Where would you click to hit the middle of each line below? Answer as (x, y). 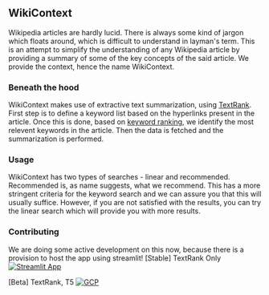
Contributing (34, 232)
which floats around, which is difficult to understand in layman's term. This (132, 41)
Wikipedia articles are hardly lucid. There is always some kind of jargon (126, 32)
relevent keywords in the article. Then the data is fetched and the (116, 131)
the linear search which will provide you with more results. (104, 211)
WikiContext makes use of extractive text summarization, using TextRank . (130, 105)
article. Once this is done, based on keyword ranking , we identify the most (131, 122)
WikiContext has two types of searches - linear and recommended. (119, 177)
